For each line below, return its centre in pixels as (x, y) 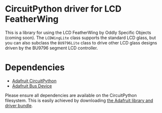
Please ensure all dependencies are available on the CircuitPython (71, 95)
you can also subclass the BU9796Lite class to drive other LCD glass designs (81, 42)
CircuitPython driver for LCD (63, 9)
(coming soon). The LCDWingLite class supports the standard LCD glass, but (81, 38)
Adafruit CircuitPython (34, 81)
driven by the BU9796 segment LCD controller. (52, 48)
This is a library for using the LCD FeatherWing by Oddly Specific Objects (78, 32)
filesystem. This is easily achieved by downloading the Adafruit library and (79, 100)
